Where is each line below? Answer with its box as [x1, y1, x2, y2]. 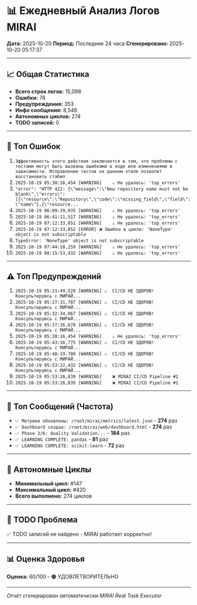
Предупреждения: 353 [15, 100, 74, 107]
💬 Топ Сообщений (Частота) [6, 402, 113, 412]
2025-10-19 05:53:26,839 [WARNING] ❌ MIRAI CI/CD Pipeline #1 [15, 380, 179, 386]
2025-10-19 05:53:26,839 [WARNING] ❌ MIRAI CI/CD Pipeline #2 [15, 374, 179, 380]
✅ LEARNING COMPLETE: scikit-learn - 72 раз [15, 442, 125, 449]
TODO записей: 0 [15, 119, 60, 126]
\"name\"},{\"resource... [15, 201, 78, 208]
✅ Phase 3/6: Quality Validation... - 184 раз [15, 430, 130, 437]
